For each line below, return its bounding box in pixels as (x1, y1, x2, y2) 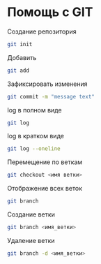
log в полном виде (7, 105, 62, 114)
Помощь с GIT (7, 4, 93, 20)
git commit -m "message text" (7, 93, 95, 100)
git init (7, 41, 33, 47)
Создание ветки (7, 210, 56, 219)
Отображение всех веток (7, 184, 82, 193)
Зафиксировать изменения (7, 80, 88, 88)
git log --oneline (7, 145, 61, 152)
